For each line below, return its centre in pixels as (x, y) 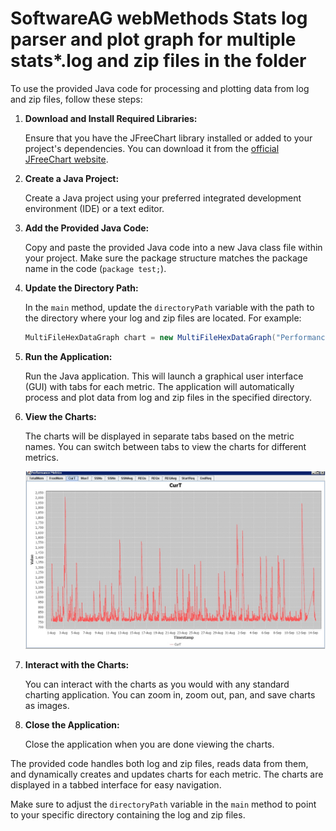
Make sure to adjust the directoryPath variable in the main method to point (163, 804)
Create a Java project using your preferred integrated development (163, 198)
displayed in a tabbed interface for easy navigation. (116, 784)
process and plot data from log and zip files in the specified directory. (168, 397)
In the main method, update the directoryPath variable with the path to (169, 307)
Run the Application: (68, 356)
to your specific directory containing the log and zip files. (128, 814)
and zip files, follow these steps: (76, 99)
